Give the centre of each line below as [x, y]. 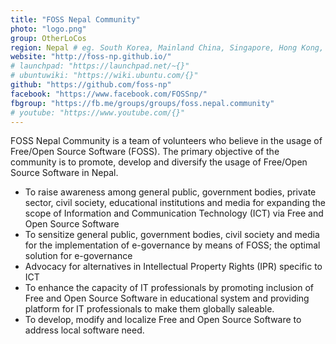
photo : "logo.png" [48, 29]
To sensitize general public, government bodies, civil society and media [172, 235]
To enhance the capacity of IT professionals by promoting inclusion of [169, 288]
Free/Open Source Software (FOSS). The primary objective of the [145, 152]
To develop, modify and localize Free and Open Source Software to [163, 320]
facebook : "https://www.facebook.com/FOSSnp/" [109, 94]
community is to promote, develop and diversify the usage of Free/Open [159, 162]
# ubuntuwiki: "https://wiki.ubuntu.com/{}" [104, 76]
